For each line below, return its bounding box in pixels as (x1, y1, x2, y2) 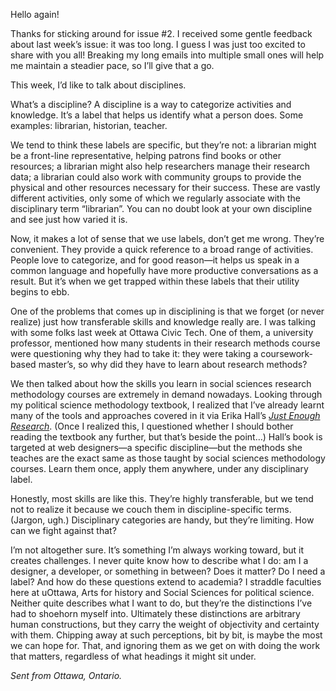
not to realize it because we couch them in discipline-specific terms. (10, 504, 292, 515)
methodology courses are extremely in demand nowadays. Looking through (10, 389, 323, 400)
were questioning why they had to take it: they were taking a (10, 348, 259, 359)
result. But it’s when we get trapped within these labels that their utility (10, 275, 300, 287)
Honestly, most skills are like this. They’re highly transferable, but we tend (10, 493, 314, 504)
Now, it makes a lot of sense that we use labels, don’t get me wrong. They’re (10, 233, 325, 244)
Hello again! (10, 9, 60, 20)
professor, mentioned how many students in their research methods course (10, 337, 321, 349)
